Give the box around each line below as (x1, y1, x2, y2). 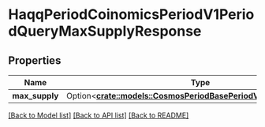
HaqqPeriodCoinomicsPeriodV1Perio (8, 6, 255, 24)
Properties (8, 54, 62, 67)
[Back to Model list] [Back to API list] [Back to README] (8, 110, 189, 120)
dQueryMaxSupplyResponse (8, 22, 202, 40)
